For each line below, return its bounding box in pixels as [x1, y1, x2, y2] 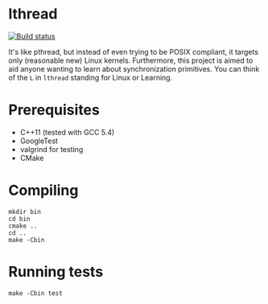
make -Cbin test [8, 289, 63, 298]
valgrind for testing [19, 144, 84, 154]
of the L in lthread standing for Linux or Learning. [8, 72, 173, 82]
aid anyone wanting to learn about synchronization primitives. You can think [8, 64, 260, 73]
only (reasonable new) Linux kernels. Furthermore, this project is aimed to [8, 55, 254, 65]
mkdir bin [8, 207, 42, 216]
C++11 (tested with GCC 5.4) [19, 127, 115, 137]
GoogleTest [19, 136, 59, 146]
